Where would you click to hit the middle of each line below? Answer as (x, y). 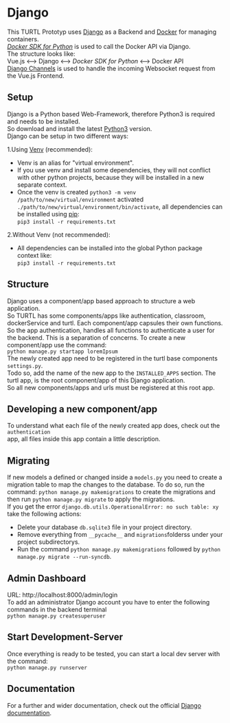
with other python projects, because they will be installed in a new (111, 177)
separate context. (42, 185)
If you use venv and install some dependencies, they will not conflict (114, 170)
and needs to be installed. (44, 121)
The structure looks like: (41, 54)
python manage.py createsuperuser (57, 616)
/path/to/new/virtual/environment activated (80, 199)
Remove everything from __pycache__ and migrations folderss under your (120, 535)
